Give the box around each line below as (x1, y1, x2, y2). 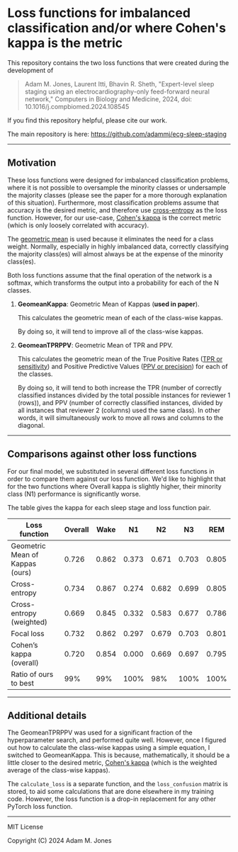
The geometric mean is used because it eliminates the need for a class (7, 234, 214, 243)
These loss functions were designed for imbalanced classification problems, (7, 176, 230, 184)
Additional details (7, 710, 87, 722)
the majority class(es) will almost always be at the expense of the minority (7, 249, 224, 258)
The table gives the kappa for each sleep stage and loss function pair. (7, 503, 211, 511)
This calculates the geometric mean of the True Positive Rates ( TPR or (17, 354, 223, 363)
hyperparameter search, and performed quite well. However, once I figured (7, 736, 227, 744)
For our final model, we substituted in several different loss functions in (7, 467, 215, 475)
